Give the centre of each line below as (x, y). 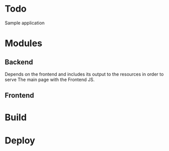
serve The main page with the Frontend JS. (50, 80)
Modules (24, 43)
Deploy (20, 140)
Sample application (25, 23)
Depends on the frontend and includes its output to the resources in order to (84, 74)
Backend (19, 62)
